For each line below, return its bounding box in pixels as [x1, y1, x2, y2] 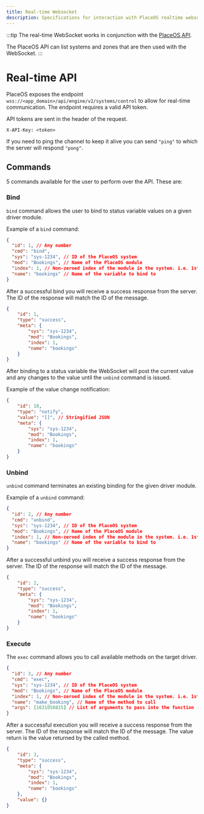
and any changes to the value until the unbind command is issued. [6, 374, 171, 381]
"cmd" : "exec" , [12, 677, 50, 683]
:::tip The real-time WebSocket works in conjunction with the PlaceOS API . [6, 31, 192, 38]
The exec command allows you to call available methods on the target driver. [6, 654, 197, 661]
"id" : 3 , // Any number [12, 671, 72, 677]
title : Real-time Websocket [6, 9, 78, 15]
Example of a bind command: [6, 225, 80, 233]
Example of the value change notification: [6, 386, 110, 393]
